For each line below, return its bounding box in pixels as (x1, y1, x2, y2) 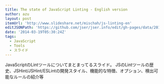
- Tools (9, 43, 25, 48)
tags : (5, 34, 16, 39)
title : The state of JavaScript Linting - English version (5, 7, 128, 12)
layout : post (5, 16, 32, 21)
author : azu (5, 12, 29, 17)
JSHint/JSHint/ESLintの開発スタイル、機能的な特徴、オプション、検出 (13, 67, 154, 73)
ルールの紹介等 (13, 74, 44, 80)
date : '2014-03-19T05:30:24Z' (5, 30, 67, 34)
